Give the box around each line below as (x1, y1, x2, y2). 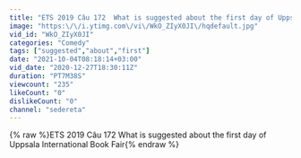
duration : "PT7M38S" (9, 72, 87, 81)
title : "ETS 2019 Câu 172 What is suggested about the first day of (9, 13, 275, 22)
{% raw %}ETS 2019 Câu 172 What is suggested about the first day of (9, 129, 267, 140)
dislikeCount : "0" (9, 96, 78, 106)
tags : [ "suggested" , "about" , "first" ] (9, 47, 150, 56)
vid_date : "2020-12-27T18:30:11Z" (9, 64, 139, 73)
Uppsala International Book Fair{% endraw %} (9, 139, 180, 150)
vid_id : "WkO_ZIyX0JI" (9, 30, 94, 39)
